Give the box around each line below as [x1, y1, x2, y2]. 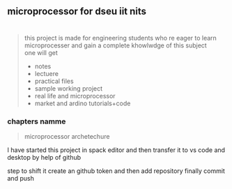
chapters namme [7, 116, 66, 126]
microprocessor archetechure [24, 132, 110, 140]
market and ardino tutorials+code [34, 99, 131, 107]
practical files [34, 77, 75, 85]
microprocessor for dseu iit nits [7, 6, 147, 17]
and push [7, 174, 35, 182]
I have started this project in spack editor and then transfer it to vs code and [7, 146, 225, 154]
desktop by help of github [7, 153, 82, 161]
